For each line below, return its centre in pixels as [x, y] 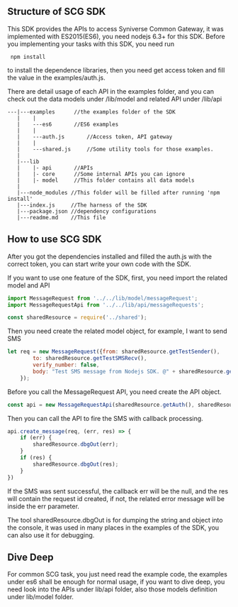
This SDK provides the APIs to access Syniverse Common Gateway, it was [116, 28]
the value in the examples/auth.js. [56, 77]
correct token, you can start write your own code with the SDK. [99, 264]
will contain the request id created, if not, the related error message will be [116, 498]
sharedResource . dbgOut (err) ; [76, 444]
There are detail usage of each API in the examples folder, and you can [111, 91]
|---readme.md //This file [61, 217]
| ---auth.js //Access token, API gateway [95, 137]
